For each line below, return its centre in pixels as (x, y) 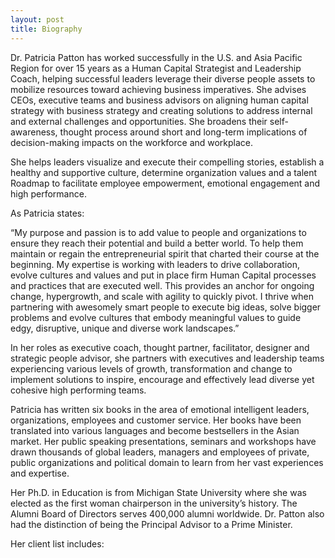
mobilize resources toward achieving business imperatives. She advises (158, 89)
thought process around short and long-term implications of (183, 132)
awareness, (34, 132)
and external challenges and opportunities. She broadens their (139, 121)
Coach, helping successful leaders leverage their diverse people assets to (163, 78)
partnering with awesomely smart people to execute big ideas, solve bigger (166, 307)
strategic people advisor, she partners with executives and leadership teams (167, 358)
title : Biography (46, 29)
